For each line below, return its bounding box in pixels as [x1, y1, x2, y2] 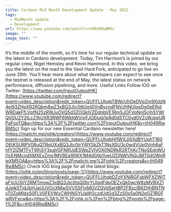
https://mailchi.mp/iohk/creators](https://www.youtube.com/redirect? [7, 131, 153, 137]
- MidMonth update [10, 17, 49, 22]
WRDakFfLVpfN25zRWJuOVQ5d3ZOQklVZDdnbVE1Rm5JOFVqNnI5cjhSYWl [5, 109, 164, 115]
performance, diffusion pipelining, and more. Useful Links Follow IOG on [5, 82, 157, 88]
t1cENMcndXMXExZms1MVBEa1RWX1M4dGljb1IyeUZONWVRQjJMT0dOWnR [5, 152, 165, 158]
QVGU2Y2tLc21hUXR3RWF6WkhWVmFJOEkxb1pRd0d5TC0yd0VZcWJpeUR [5, 114, 165, 120]
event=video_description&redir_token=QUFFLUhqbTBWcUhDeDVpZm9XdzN [5, 98, 166, 104]
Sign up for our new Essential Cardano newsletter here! [20, 125, 136, 131]
